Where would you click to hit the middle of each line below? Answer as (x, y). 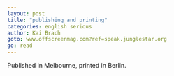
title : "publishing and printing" (58, 20)
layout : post (26, 13)
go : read (20, 46)
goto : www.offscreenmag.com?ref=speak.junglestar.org (87, 39)
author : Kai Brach (34, 33)
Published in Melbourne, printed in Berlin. (67, 65)
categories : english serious (50, 26)
